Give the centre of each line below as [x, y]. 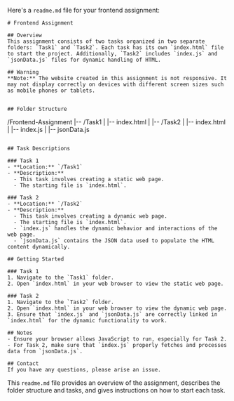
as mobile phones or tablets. [51, 91]
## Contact [23, 364]
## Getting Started [36, 259]
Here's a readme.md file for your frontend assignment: [83, 10]
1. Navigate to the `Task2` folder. [61, 302]
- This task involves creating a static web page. [89, 179]
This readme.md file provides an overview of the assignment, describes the [114, 383]
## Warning [23, 72]
